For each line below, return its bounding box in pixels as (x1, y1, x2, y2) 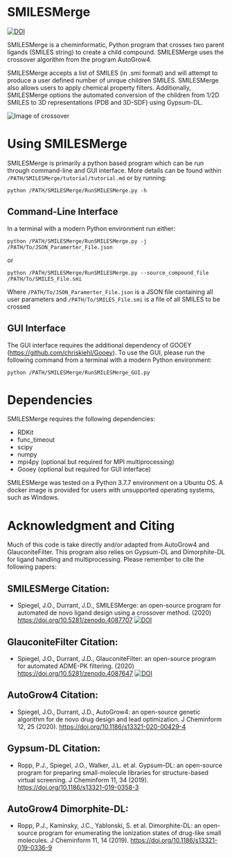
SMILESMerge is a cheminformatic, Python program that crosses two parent (7, 40, 225, 49)
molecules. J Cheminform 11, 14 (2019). (17, 836, 130, 845)
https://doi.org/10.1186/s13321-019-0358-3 (17, 783, 139, 791)
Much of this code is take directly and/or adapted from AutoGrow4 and (7, 540, 210, 549)
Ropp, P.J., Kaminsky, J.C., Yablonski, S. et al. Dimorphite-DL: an (17, 821, 202, 830)
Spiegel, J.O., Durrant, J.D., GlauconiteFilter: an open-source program (17, 655, 216, 662)
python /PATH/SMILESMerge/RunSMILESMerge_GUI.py (7, 369, 150, 376)
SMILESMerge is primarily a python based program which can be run (7, 159, 204, 167)
